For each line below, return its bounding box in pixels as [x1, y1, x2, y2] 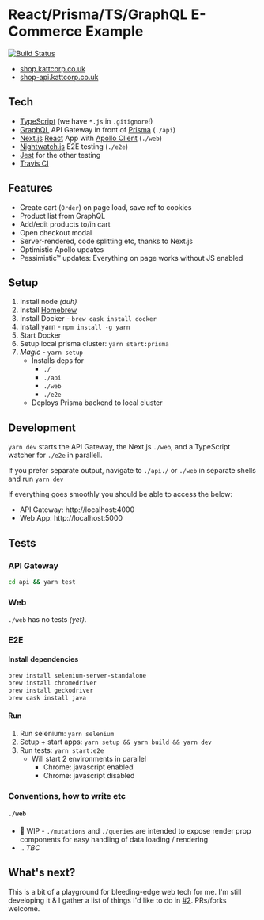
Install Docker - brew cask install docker [19, 314, 157, 323]
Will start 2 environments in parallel [31, 754, 147, 763]
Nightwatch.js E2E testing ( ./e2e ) [19, 141, 129, 151]
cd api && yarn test [8, 578, 77, 586]
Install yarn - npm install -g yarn [19, 323, 130, 332]
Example [85, 22, 144, 40]
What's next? [8, 866, 76, 880]
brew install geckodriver [8, 686, 93, 694]
